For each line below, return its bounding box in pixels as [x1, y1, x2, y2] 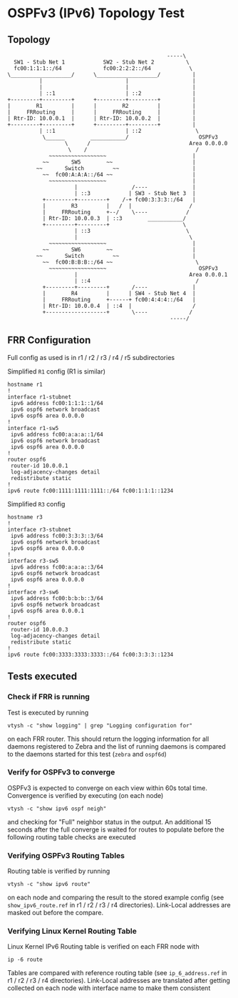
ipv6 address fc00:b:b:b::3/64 [10, 594, 103, 602]
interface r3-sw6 [7, 588, 59, 596]
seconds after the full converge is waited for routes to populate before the [7, 825, 224, 834]
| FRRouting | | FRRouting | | [7, 109, 196, 116]
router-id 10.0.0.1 [10, 462, 69, 469]
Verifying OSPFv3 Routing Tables [7, 850, 125, 860]
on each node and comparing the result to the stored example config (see [7, 893, 224, 902]
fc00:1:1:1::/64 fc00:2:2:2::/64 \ [14, 65, 193, 72]
